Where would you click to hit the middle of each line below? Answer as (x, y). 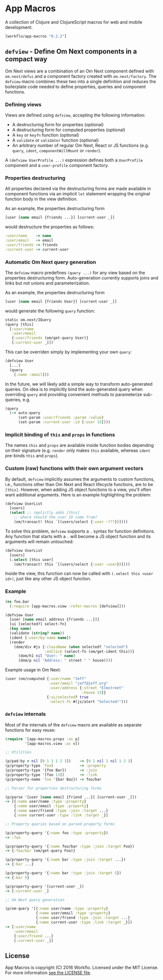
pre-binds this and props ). (32, 456)
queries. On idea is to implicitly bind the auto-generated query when (74, 389)
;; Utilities (18, 752)
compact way (26, 59)
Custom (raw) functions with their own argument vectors (74, 468)
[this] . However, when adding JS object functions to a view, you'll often (78, 490)
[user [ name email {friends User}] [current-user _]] (61, 302)
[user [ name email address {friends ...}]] (54, 620)
